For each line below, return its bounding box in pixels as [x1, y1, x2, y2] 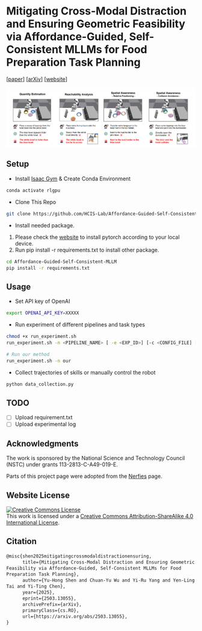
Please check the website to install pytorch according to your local [14, 233, 180, 241]
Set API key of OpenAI [14, 297, 70, 305]
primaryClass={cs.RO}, [22, 607, 79, 614]
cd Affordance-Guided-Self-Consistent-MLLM [6, 258, 117, 265]
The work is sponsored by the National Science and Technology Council [6, 454, 185, 462]
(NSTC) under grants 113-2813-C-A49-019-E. [6, 461, 118, 468]
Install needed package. [14, 221, 75, 229]
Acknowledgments [6, 439, 79, 449]
